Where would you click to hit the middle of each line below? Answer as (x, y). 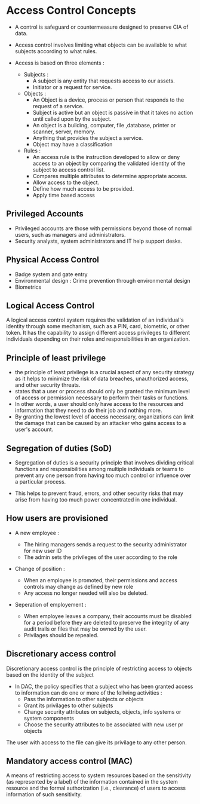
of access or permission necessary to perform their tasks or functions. (102, 398)
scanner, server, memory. (64, 132)
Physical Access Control (53, 260)
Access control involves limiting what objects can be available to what (101, 45)
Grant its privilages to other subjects (68, 705)
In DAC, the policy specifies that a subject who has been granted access (104, 686)
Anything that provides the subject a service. (88, 137)
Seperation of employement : (50, 604)
